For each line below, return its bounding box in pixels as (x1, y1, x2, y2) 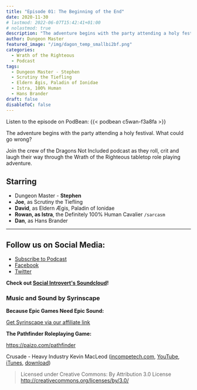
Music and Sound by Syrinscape (6, 294, 100, 302)
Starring (6, 176, 37, 186)
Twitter (14, 268, 32, 275)
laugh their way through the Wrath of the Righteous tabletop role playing (6, 153, 181, 160)
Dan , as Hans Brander (14, 217, 69, 224)
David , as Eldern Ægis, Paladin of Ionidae (14, 204, 115, 212)
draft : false (6, 96, 38, 102)
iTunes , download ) (6, 359, 51, 366)
